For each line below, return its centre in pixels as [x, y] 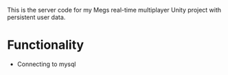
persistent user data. [36, 17]
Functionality [46, 45]
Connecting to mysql [46, 64]
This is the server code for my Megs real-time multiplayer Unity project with [114, 10]
